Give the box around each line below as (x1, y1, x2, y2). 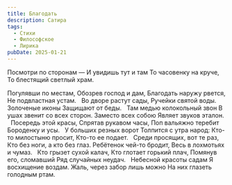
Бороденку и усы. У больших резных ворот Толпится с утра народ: (7, 126, 210, 134)
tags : (7, 23, 23, 30)
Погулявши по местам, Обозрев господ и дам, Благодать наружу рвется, (7, 88, 226, 97)
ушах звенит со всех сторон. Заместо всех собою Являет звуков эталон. (7, 111, 224, 119)
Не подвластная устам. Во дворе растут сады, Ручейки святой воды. (7, 96, 217, 104)
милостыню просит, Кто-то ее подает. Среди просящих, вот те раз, (15, 133, 219, 141)
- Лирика (13, 42, 39, 49)
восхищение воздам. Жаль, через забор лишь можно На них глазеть (7, 163, 212, 171)
